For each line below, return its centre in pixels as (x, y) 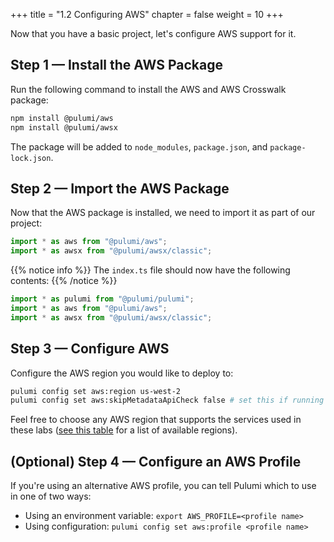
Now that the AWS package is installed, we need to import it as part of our (163, 213)
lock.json (31, 158)
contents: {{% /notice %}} (64, 281)
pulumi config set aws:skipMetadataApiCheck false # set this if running (167, 400)
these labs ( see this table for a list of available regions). (124, 430)
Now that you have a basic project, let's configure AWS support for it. (153, 33)
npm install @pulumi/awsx (64, 127)
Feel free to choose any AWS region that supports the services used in (156, 420)
